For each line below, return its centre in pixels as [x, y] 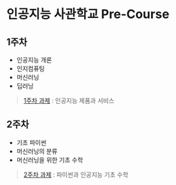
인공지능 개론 [34, 60]
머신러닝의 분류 [37, 151]
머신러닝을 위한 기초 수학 [50, 159]
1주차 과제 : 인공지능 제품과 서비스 [69, 100]
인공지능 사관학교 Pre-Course [88, 14]
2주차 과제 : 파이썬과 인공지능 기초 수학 [76, 175]
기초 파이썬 [31, 142]
